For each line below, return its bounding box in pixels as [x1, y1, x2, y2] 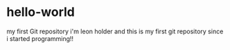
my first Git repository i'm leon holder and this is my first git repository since [6, 27, 224, 35]
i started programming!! [6, 34, 74, 42]
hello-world [6, 4, 76, 20]
